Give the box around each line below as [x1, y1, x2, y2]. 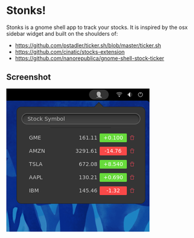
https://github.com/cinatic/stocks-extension [15, 48, 125, 55]
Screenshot [6, 72, 51, 82]
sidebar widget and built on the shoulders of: [6, 30, 118, 37]
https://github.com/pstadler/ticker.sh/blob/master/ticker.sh [15, 42, 161, 49]
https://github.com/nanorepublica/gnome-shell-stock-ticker [15, 54, 164, 62]
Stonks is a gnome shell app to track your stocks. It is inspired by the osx [6, 24, 188, 31]
